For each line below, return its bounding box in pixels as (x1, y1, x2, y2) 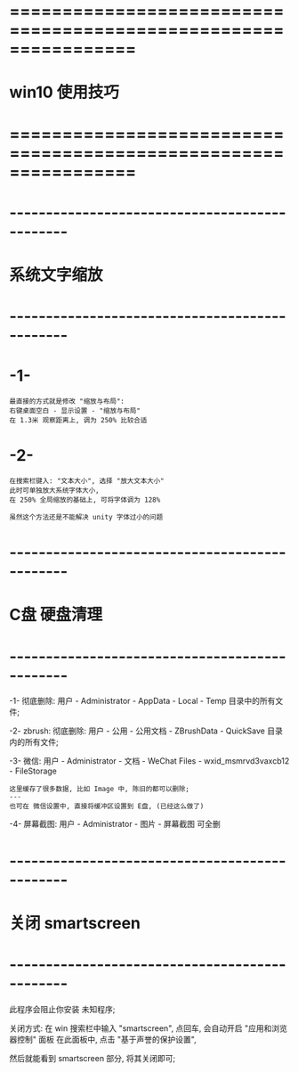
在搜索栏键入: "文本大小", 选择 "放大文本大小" (9, 477, 165, 486)
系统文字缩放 (9, 265, 104, 285)
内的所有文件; (9, 737, 60, 748)
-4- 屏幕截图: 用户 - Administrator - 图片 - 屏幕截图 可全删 (9, 819, 221, 830)
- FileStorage (9, 765, 58, 776)
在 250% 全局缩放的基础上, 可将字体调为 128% (9, 495, 161, 504)
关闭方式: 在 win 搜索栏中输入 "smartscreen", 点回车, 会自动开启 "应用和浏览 (9, 1022, 287, 1034)
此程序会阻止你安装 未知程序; (9, 1003, 116, 1014)
